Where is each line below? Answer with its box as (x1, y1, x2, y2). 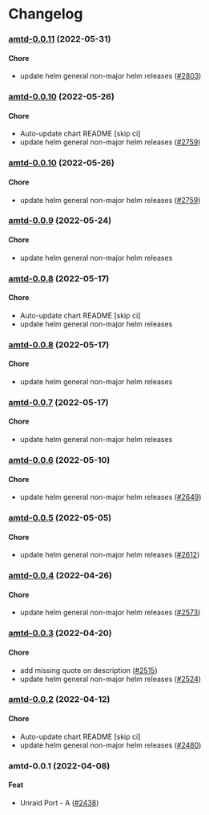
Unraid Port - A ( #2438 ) (19, 797, 99, 807)
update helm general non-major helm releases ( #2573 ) (19, 607, 201, 618)
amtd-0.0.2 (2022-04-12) (8, 694, 111, 705)
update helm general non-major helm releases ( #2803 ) (19, 71, 202, 81)
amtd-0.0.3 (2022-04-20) (8, 627, 112, 639)
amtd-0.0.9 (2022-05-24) (8, 215, 112, 226)
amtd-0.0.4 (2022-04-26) (8, 570, 112, 582)
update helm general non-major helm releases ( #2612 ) (19, 550, 200, 560)
